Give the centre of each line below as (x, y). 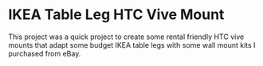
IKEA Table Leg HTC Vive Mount (116, 15)
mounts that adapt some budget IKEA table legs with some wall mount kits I (132, 45)
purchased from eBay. (45, 53)
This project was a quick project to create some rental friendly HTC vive (126, 37)
